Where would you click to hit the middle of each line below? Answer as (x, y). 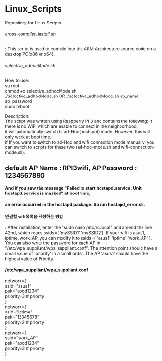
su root (12, 86)
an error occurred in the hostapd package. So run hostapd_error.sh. (75, 204)
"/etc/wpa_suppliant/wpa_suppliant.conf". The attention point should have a (81, 248)
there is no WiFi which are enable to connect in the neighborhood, (71, 126)
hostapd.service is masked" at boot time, (48, 193)
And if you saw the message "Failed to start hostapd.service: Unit (73, 188)
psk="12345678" (22, 317)
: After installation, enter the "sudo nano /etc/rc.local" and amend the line (79, 228)
